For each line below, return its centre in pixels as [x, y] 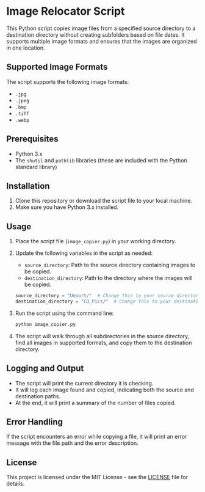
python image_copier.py [45, 324]
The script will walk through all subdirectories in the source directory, [102, 336]
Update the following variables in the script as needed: [84, 253]
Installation [28, 186]
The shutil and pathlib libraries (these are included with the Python [101, 160]
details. [16, 484]
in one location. [26, 48]
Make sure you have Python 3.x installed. [67, 207]
